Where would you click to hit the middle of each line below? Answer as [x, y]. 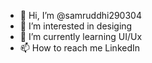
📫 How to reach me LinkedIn [80, 48]
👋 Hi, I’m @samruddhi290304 [80, 15]
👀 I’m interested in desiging [76, 26]
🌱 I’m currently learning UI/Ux [81, 36]
